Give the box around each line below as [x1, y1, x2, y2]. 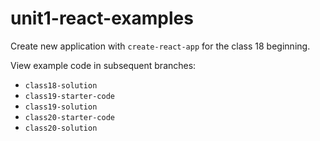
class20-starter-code [24, 112, 115, 122]
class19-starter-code [24, 91, 115, 101]
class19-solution [24, 102, 98, 112]
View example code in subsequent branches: [10, 59, 197, 71]
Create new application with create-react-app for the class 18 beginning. [10, 40, 311, 52]
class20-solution [24, 123, 98, 133]
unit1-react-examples [10, 7, 194, 30]
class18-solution [24, 80, 98, 91]
